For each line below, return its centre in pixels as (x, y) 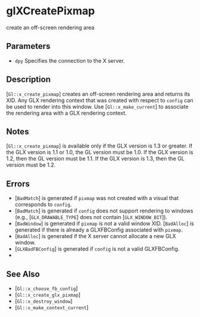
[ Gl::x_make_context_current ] (52, 307)
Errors (18, 184)
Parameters (28, 46)
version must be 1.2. (31, 165)
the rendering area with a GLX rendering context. (67, 113)
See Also (23, 274)
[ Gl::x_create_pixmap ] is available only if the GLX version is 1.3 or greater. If (99, 146)
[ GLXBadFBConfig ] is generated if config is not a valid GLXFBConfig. (97, 249)
